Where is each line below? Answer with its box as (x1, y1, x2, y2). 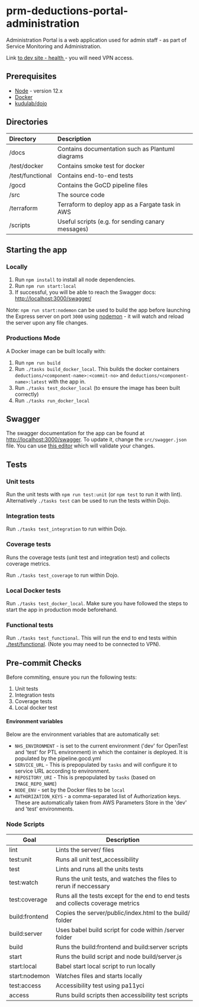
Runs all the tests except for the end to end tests (55, 891, 190, 900)
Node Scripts (6, 820, 45, 828)
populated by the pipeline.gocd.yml (14, 755, 102, 762)
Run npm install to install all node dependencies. (14, 276, 136, 283)
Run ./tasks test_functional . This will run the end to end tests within (6, 634, 177, 641)
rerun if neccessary (55, 882, 110, 890)
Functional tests (6, 621, 54, 629)
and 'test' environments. (14, 805, 75, 812)
